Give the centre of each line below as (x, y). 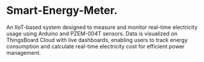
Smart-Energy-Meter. (62, 11)
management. (24, 52)
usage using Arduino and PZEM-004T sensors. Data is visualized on (92, 33)
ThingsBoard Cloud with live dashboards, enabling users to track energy (97, 40)
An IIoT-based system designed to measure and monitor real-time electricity (102, 27)
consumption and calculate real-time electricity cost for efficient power (96, 46)
